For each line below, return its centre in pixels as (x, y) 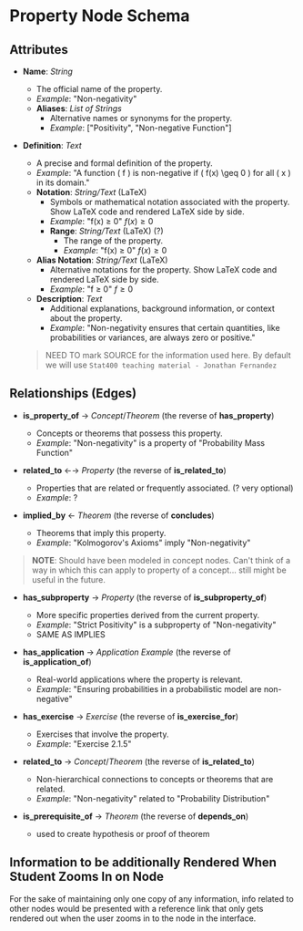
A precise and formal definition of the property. (124, 163)
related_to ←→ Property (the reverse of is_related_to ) (125, 470)
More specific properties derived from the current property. (148, 615)
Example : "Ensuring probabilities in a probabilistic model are (149, 688)
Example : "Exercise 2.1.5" (84, 743)
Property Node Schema (100, 16)
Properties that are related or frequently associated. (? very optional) (165, 488)
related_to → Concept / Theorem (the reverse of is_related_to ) (138, 761)
